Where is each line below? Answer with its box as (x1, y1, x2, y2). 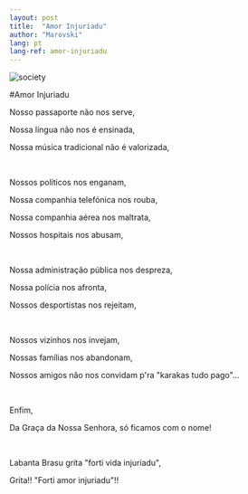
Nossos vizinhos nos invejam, (9, 335, 120, 346)
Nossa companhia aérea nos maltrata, (9, 212, 151, 223)
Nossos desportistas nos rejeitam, (9, 299, 138, 310)
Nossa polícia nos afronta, (9, 282, 107, 293)
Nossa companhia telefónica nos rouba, (9, 195, 158, 205)
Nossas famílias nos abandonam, (9, 352, 133, 363)
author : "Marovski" (9, 30, 83, 39)
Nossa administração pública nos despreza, (9, 264, 174, 276)
